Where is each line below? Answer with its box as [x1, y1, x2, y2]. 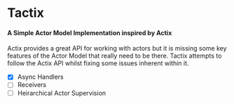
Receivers [17, 81, 47, 89]
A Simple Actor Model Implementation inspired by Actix [7, 28, 172, 37]
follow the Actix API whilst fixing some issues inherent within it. [7, 59, 189, 67]
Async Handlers [17, 72, 64, 82]
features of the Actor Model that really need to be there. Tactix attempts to [7, 51, 222, 60]
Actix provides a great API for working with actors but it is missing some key [7, 44, 227, 53]
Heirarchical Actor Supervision [17, 89, 106, 97]
